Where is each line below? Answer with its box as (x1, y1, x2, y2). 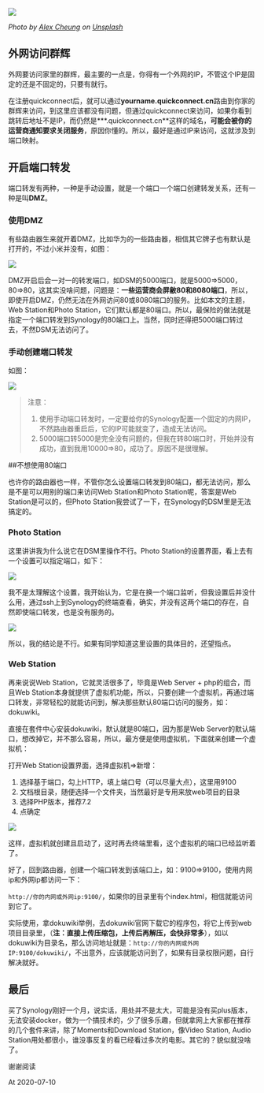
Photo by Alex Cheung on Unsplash (8, 22, 123, 32)
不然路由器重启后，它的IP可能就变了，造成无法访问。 (38, 424, 211, 434)
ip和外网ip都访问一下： (8, 875, 82, 884)
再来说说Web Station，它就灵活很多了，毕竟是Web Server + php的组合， (8, 677, 244, 687)
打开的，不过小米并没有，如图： (8, 244, 112, 253)
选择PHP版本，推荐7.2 (19, 796, 92, 806)
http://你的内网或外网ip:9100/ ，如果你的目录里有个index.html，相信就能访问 (8, 891, 253, 901)
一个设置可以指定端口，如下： (8, 556, 104, 565)
